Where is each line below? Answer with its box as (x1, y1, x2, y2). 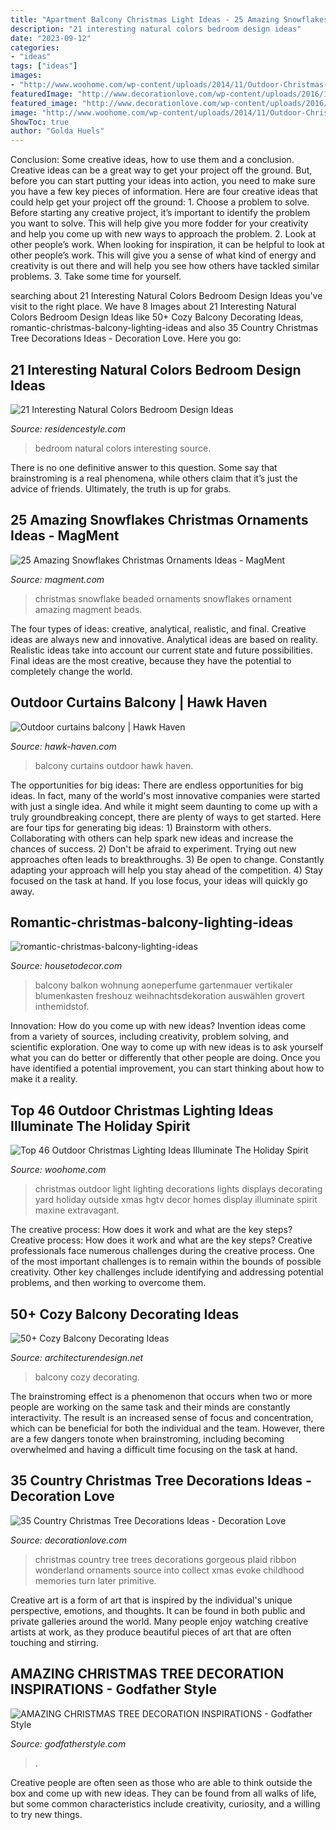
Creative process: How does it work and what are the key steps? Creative (10, 1234, 313, 1246)
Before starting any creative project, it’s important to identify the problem (10, 207, 311, 219)
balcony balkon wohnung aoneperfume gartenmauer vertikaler (34, 979, 294, 991)
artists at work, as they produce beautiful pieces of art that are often (10, 1626, 292, 1638)
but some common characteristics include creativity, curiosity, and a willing (10, 1797, 321, 1810)
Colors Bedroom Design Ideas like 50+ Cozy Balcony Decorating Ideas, (10, 311, 304, 323)
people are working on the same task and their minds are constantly (10, 1401, 291, 1413)
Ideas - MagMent (10, 527, 120, 545)
